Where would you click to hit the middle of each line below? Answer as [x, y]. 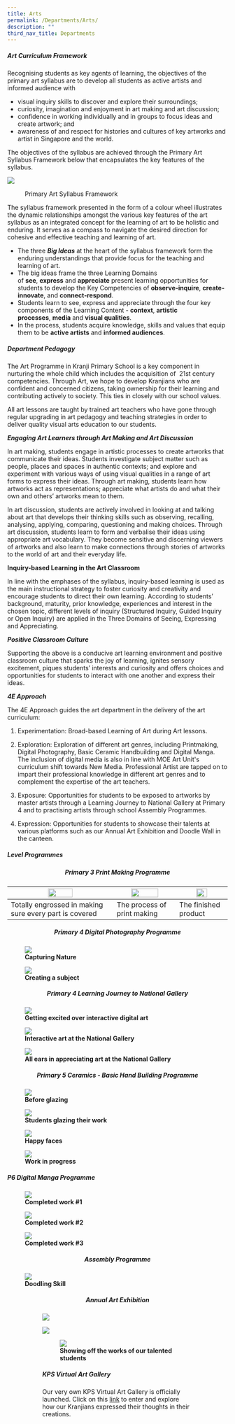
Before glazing [47, 1100]
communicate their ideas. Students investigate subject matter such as [108, 459]
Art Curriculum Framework [47, 55]
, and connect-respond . [79, 295]
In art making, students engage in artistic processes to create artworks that [116, 451]
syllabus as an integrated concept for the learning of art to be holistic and [113, 223]
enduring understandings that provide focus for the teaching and [111, 258]
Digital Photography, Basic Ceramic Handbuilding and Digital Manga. [116, 752]
